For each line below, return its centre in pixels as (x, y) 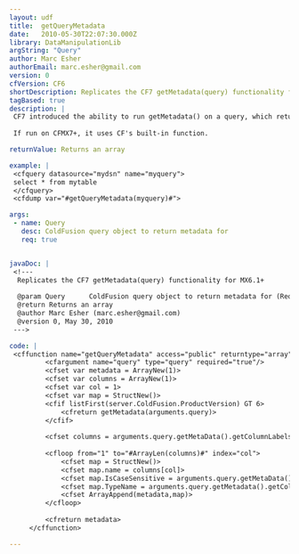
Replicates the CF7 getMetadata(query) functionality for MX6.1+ (141, 280)
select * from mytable (55, 182)
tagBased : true (37, 100)
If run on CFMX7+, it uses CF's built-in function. (111, 134)
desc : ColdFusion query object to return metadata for (125, 232)
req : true (39, 240)
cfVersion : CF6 (37, 84)
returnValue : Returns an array (67, 150)
